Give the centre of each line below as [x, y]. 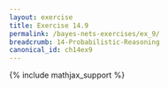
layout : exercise [41, 17]
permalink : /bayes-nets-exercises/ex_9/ [85, 33]
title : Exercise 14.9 [49, 26]
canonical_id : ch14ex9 [51, 50]
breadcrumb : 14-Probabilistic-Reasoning [85, 42]
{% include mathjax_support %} [67, 75]
